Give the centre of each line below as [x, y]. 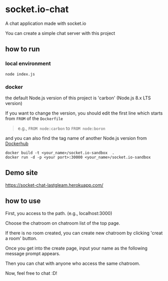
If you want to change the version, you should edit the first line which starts [84, 113]
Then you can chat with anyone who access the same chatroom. [73, 263]
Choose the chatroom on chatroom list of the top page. [63, 223]
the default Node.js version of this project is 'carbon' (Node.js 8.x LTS [78, 98]
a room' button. [21, 238]
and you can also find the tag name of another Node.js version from [76, 138]
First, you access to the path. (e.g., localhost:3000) [59, 213]
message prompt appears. [33, 253]
